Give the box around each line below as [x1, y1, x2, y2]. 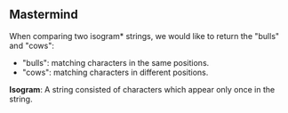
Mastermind [9, 7, 78, 22]
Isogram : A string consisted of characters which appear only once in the [9, 84, 276, 94]
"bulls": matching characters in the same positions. [21, 57, 210, 68]
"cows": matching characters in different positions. [21, 67, 209, 77]
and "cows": [9, 40, 55, 51]
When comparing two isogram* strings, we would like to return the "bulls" [9, 30, 280, 41]
